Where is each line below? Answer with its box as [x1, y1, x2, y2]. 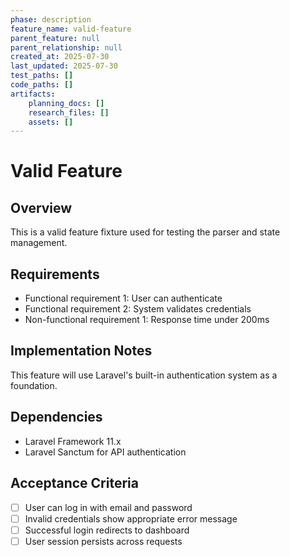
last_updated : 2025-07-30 [10, 61, 118, 71]
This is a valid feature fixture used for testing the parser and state [10, 226, 281, 238]
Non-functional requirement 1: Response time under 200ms [24, 314, 270, 326]
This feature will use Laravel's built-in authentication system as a [10, 369, 278, 381]
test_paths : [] [10, 71, 74, 81]
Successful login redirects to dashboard [24, 524, 190, 536]
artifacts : [10, 89, 56, 99]
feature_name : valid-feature [10, 24, 132, 34]
